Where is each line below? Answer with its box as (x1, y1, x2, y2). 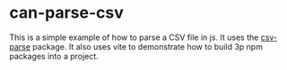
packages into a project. (9, 51, 99, 61)
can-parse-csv (9, 3, 124, 23)
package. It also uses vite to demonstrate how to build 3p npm (32, 41, 263, 51)
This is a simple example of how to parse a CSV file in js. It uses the (9, 32, 259, 43)
